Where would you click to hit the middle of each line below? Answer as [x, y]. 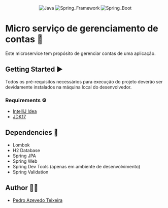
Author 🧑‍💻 [22, 188]
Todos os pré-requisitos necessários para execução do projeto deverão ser [84, 81]
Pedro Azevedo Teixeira [38, 200]
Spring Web [25, 161]
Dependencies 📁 [32, 132]
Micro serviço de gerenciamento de [82, 29]
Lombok [21, 145]
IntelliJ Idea [25, 111]
